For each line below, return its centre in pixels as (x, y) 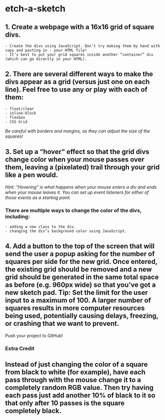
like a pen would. (32, 175)
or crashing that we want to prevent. (62, 324)
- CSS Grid (16, 122)
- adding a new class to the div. (41, 227)
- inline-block (21, 113)
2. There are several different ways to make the (79, 74)
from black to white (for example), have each (75, 372)
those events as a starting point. (38, 197)
